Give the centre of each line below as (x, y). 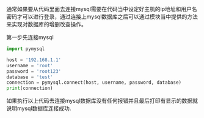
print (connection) (30, 88)
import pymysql (26, 49)
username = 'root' (30, 65)
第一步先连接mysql (30, 37)
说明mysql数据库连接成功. (39, 108)
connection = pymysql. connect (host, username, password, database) (94, 83)
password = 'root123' (34, 71)
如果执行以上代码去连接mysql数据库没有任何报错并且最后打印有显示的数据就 (102, 101)
